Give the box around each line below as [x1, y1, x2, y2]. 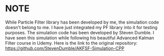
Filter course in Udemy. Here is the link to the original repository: [5, 40, 138, 46]
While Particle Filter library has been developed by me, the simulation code [5, 19, 160, 25]
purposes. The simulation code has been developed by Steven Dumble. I [5, 29, 155, 35]
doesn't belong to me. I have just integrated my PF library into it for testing [5, 24, 158, 30]
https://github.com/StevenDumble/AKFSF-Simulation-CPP [5, 45, 125, 51]
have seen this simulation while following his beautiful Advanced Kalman [5, 35, 155, 41]
